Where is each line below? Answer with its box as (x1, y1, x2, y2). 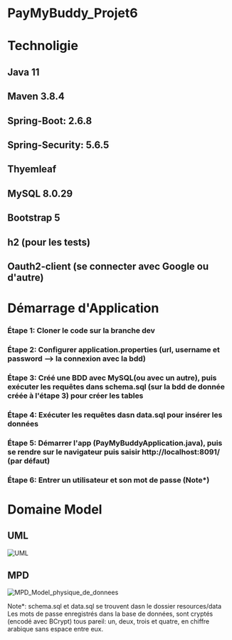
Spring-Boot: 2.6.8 (7, 114, 93, 126)
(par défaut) (7, 456, 51, 466)
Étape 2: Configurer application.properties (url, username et (7, 344, 221, 354)
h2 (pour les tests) (7, 236, 91, 248)
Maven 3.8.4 (7, 91, 65, 103)
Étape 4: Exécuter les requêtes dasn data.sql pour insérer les (7, 409, 223, 419)
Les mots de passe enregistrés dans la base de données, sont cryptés (7, 609, 213, 619)
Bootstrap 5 (7, 212, 60, 224)
